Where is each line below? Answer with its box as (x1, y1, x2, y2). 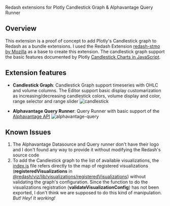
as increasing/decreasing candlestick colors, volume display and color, (12, 93, 161, 99)
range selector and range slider (12, 98, 79, 104)
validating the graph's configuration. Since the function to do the (12, 179, 148, 185)
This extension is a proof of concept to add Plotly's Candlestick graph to (5, 37, 157, 44)
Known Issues (5, 128, 51, 137)
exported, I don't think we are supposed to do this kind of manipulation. (12, 190, 162, 196)
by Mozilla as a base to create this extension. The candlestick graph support (5, 48, 165, 55)
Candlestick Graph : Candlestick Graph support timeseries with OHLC (12, 82, 158, 88)
